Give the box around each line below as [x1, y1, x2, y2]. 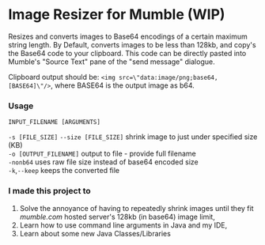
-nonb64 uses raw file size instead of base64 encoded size [8, 157, 199, 167]
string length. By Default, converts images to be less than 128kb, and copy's [8, 40, 256, 49]
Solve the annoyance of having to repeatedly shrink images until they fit [19, 203, 254, 213]
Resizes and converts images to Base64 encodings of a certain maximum [8, 32, 248, 41]
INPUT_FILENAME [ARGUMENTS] [8, 119, 101, 126]
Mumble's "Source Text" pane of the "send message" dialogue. [8, 57, 215, 66]
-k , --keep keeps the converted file [8, 166, 120, 175]
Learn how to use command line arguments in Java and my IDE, [19, 220, 228, 230]
